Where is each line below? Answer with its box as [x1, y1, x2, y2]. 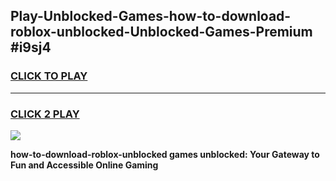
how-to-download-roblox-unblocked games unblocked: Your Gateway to [10, 148, 320, 160]
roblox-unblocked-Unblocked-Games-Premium [10, 24, 313, 41]
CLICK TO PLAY [10, 69, 88, 83]
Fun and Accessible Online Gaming [10, 159, 159, 171]
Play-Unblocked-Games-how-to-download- [10, 8, 292, 25]
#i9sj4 [10, 39, 52, 56]
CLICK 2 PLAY [10, 107, 80, 121]
